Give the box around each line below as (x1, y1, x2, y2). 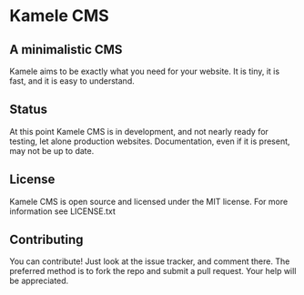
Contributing (9, 232, 84, 248)
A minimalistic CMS (9, 42, 123, 57)
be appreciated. (9, 275, 69, 287)
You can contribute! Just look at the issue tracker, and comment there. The (9, 256, 290, 267)
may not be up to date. (9, 145, 95, 156)
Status (9, 102, 48, 117)
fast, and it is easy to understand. (9, 76, 135, 86)
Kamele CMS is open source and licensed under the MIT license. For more (9, 196, 289, 207)
